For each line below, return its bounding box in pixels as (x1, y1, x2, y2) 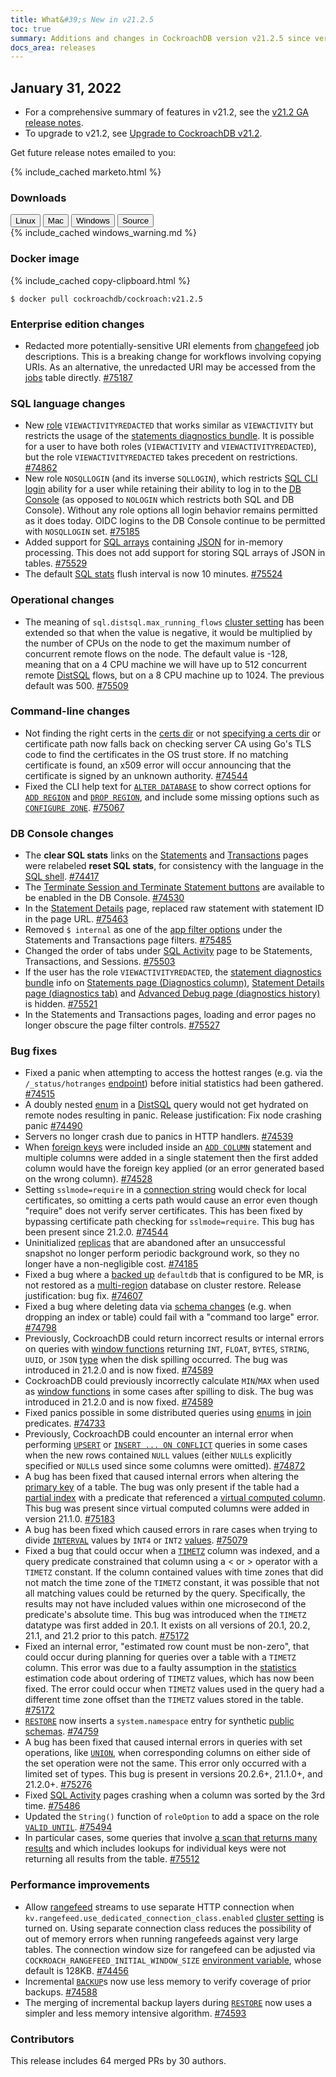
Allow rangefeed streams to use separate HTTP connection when (24, 1901, 295, 1913)
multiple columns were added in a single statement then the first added (24, 1152, 318, 1164)
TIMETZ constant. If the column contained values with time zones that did (24, 1566, 324, 1578)
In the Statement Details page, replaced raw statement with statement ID (24, 902, 325, 915)
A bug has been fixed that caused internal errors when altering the (24, 1471, 300, 1483)
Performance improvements (10, 1878, 150, 1892)
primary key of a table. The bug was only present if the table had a (24, 1481, 300, 1493)
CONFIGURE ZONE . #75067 (24, 801, 125, 813)
